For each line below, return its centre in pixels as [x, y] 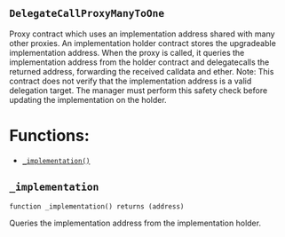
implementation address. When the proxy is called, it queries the [127, 52]
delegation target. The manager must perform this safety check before [139, 90]
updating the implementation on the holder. [88, 99]
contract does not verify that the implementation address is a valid [131, 81]
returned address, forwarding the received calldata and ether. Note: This [142, 71]
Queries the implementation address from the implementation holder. [135, 223]
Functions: [50, 136]
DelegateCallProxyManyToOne [87, 14]
